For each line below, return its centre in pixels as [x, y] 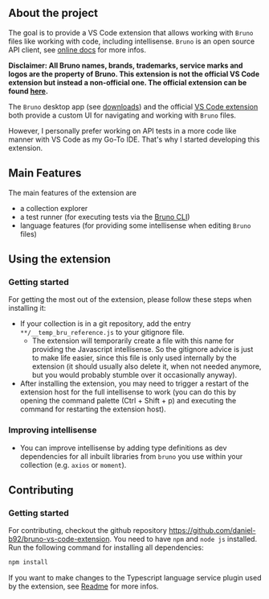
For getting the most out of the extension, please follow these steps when [130, 299]
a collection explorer [54, 208]
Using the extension [59, 260]
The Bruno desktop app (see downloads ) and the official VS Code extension [133, 106]
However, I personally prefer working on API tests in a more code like [122, 130]
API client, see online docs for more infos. [77, 50]
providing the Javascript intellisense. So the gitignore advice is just [143, 349]
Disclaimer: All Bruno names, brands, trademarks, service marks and [126, 65]
